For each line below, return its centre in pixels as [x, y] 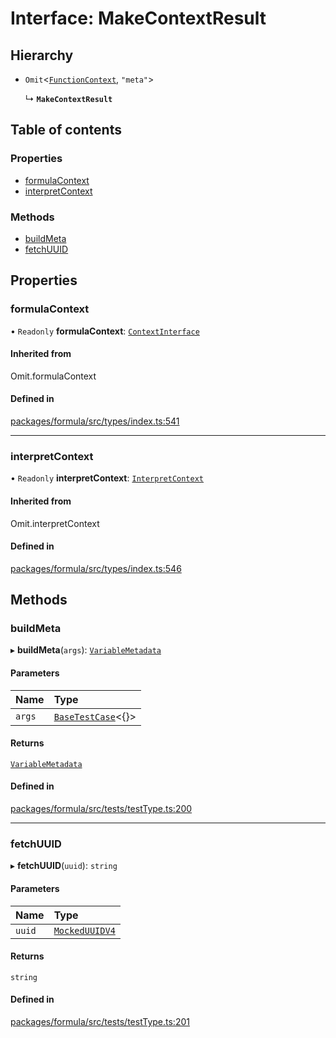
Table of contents [66, 130]
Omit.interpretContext [55, 523]
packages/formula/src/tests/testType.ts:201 [100, 1021]
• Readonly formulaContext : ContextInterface [105, 331]
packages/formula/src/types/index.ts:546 [96, 568]
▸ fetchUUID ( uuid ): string [64, 866]
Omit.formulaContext [53, 376]
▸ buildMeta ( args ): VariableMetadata [86, 650]
